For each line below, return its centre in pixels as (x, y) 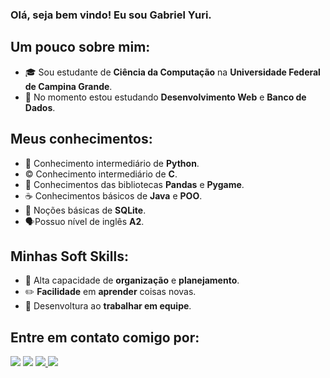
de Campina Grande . (68, 86)
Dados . (40, 107)
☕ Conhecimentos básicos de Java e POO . (113, 195)
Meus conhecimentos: (81, 139)
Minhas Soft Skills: (69, 256)
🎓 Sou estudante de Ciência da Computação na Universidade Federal (172, 72)
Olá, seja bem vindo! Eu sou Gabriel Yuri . (111, 15)
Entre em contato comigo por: (105, 337)
